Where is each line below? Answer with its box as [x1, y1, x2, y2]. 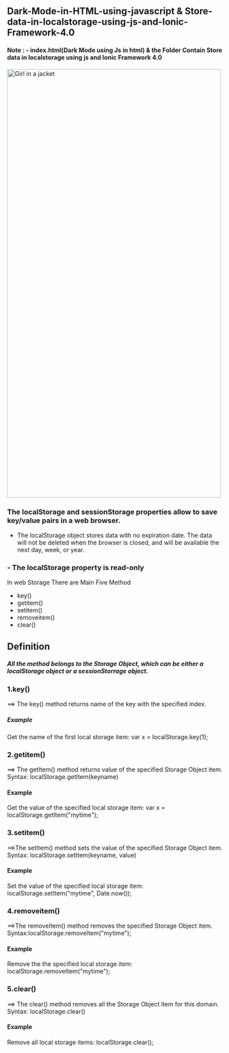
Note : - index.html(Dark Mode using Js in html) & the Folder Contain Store [7, 46, 223, 54]
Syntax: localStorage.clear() [7, 1007, 86, 1015]
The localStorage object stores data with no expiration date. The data [16, 531, 213, 539]
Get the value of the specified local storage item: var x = [7, 804, 165, 812]
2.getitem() [7, 750, 46, 759]
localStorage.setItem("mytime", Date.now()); [7, 889, 132, 897]
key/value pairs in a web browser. [7, 515, 121, 525]
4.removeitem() [7, 906, 60, 915]
